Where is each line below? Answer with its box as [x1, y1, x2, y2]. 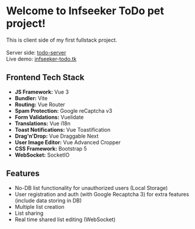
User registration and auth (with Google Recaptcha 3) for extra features [14, 190, 190, 198]
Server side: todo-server [6, 49, 66, 56]
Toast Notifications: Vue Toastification [14, 126, 111, 133]
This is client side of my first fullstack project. [6, 36, 117, 43]
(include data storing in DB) [14, 197, 82, 204]
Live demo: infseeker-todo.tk [6, 55, 77, 62]
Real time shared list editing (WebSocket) [14, 215, 116, 223]
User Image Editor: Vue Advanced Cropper [14, 138, 121, 146]
